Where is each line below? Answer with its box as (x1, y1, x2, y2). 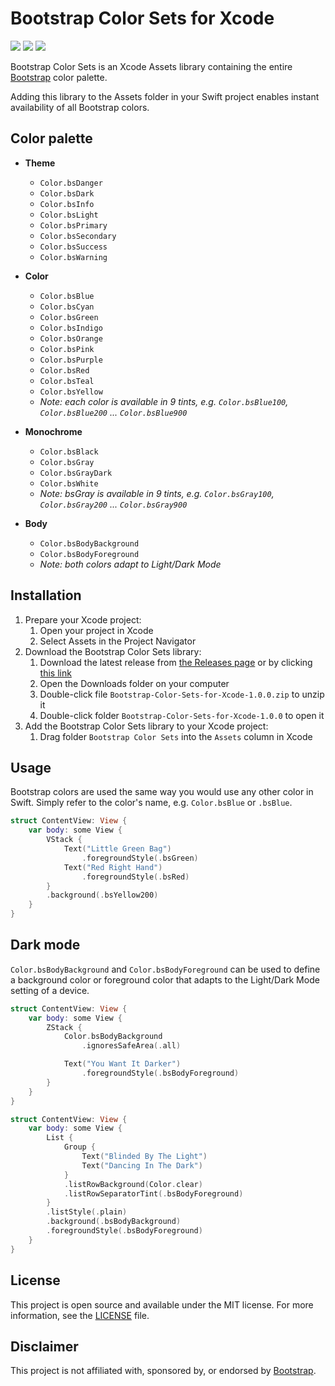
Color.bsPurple (39, 355, 103, 365)
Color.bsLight (39, 210, 99, 220)
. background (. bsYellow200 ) (46, 890, 159, 901)
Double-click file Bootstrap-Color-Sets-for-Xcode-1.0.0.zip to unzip (39, 688, 325, 700)
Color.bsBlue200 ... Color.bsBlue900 (39, 406, 188, 418)
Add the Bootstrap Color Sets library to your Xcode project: (24, 720, 269, 732)
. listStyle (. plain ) (46, 1207, 128, 1217)
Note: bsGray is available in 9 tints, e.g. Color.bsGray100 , (39, 487, 275, 499)
